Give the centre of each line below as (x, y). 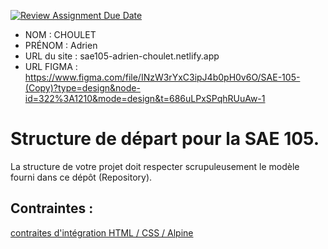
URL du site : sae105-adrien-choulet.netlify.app (122, 56)
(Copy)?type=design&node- (82, 88)
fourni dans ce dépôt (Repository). (81, 177)
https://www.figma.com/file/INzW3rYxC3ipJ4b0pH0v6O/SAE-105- (162, 77)
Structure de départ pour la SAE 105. (165, 139)
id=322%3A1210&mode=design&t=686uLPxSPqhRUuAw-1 (145, 98)
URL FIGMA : (51, 66)
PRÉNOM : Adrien (61, 45)
